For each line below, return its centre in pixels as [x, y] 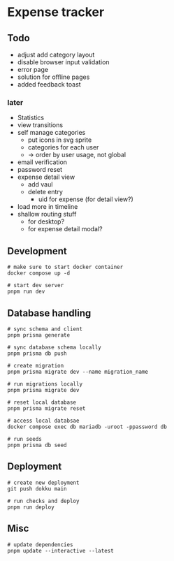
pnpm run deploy [31, 507]
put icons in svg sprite [60, 140]
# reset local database [42, 402]
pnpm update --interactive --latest [60, 551]
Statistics [31, 118]
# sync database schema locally [54, 347]
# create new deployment [43, 483]
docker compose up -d [39, 273]
